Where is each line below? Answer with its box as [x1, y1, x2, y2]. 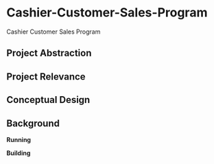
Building [6, 149, 31, 157]
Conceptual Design [6, 94, 91, 106]
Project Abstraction [6, 47, 92, 59]
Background [6, 117, 60, 129]
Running [6, 135, 32, 143]
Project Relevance [6, 71, 86, 82]
